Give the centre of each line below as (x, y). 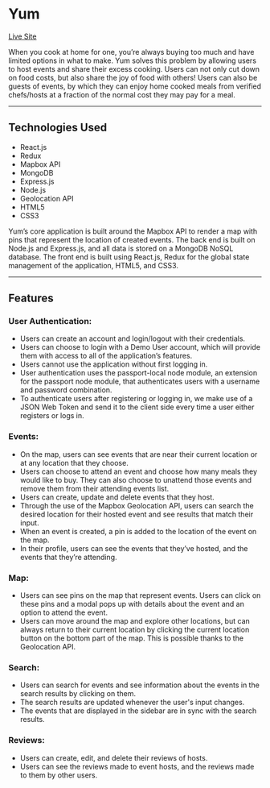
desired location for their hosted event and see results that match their (137, 514)
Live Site (22, 36)
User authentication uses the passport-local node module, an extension (139, 373)
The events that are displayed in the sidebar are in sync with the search (138, 711)
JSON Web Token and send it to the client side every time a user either (137, 407)
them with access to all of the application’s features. (106, 356)
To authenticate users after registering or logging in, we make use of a (136, 399)
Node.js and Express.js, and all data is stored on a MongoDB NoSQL (121, 248)
